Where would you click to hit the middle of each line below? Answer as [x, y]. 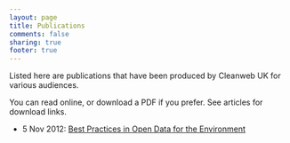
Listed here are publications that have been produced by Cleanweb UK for [145, 75]
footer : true [33, 51]
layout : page [33, 17]
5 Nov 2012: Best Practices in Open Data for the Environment [134, 129]
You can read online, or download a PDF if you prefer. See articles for [136, 102]
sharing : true [36, 42]
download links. [38, 112]
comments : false [39, 34]
